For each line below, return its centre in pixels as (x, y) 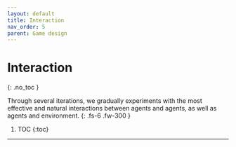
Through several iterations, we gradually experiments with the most (105, 101)
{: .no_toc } (23, 87)
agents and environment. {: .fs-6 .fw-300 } (69, 115)
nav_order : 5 (26, 27)
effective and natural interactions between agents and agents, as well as (112, 108)
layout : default (31, 14)
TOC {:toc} (33, 129)
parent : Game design (38, 33)
